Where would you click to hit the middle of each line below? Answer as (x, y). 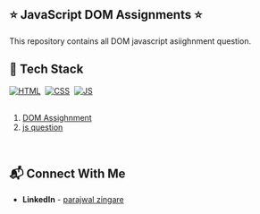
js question (42, 127)
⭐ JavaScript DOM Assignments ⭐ (106, 15)
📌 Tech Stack (46, 69)
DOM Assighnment (57, 117)
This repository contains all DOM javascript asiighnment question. (130, 41)
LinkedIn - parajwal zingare (73, 200)
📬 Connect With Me (67, 174)
